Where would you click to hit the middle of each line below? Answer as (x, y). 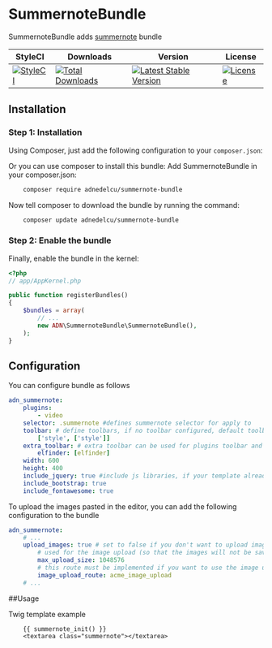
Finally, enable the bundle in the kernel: (74, 258)
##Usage (24, 598)
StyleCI (30, 56)
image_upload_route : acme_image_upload (105, 575)
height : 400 (43, 469)
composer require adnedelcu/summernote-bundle (103, 189)
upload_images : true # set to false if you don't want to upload (136, 545)
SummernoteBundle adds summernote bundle (85, 37)
